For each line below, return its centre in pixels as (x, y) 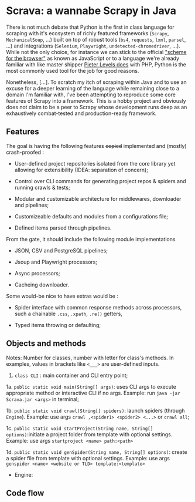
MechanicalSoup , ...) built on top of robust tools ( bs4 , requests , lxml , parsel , (96, 39)
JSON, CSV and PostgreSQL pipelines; (61, 250)
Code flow (25, 493)
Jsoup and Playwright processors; (56, 262)
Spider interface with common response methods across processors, (98, 307)
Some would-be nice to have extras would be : (62, 296)
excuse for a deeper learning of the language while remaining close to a (93, 88)
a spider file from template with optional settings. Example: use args (88, 458)
